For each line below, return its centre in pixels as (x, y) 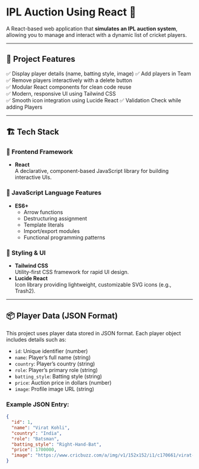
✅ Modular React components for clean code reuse (69, 87)
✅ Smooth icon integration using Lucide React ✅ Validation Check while (94, 100)
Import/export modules (52, 231)
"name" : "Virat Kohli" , (41, 427)
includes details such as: (36, 339)
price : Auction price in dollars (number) (63, 382)
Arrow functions (43, 212)
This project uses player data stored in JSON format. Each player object (94, 333)
